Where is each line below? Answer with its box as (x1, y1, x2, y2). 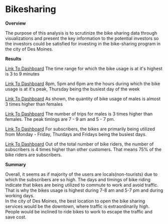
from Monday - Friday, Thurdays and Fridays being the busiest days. (5, 131, 147, 137)
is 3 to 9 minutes (5, 70, 40, 77)
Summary (5, 161, 26, 167)
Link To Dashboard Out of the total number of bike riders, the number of (5, 141, 154, 147)
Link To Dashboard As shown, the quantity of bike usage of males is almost (5, 96, 160, 102)
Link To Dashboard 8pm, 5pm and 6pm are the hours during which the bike (5, 81, 160, 87)
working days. (5, 192, 35, 198)
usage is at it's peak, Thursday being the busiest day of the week (5, 86, 140, 92)
